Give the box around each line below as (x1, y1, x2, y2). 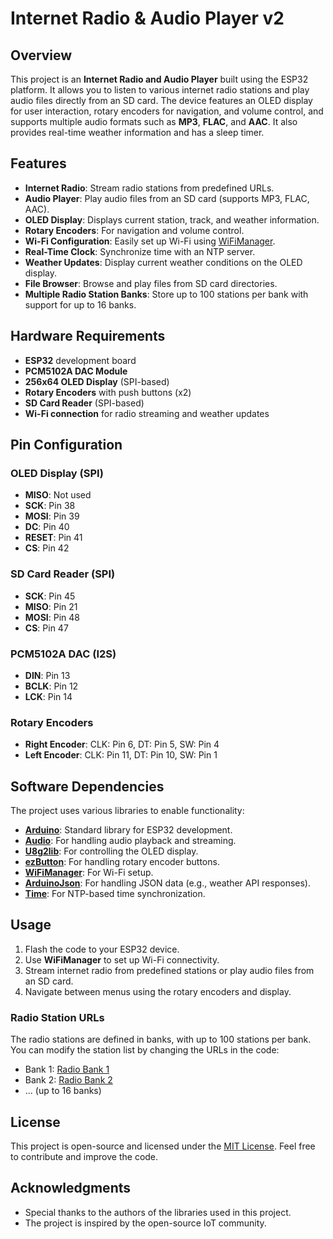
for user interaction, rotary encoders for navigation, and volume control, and (10, 105, 324, 117)
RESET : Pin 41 (24, 532, 83, 544)
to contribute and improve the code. (10, 1150, 159, 1162)
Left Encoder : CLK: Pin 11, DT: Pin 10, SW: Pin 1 (24, 749, 218, 761)
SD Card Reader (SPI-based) (24, 397, 145, 409)
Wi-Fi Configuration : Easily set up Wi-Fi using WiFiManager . (24, 235, 276, 247)
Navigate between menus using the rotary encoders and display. (24, 985, 292, 997)
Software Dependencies (10, 778, 165, 795)
